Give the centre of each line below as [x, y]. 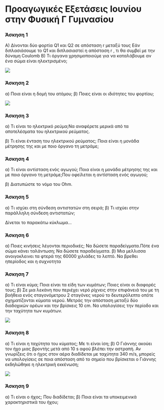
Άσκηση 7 [17, 274]
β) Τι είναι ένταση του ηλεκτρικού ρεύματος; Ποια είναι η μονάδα [72, 141]
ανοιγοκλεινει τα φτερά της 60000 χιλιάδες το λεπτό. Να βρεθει [71, 256]
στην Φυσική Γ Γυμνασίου [59, 19]
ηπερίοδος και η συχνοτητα [33, 261]
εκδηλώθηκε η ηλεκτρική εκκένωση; [42, 364]
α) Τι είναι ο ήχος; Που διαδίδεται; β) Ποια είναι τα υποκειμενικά [71, 397]
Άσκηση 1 [17, 35]
